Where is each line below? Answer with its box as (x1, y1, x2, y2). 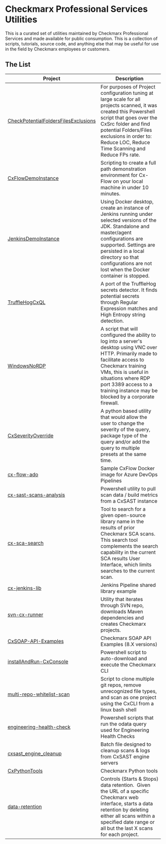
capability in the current (100, 549, 156, 556)
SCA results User (100, 555, 140, 562)
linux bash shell (100, 706, 137, 713)
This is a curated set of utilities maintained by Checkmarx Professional (5, 30, 148, 36)
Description (115, 75, 144, 82)
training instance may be (100, 387, 158, 394)
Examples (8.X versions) (100, 641, 158, 647)
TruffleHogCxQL (7, 299, 46, 306)
